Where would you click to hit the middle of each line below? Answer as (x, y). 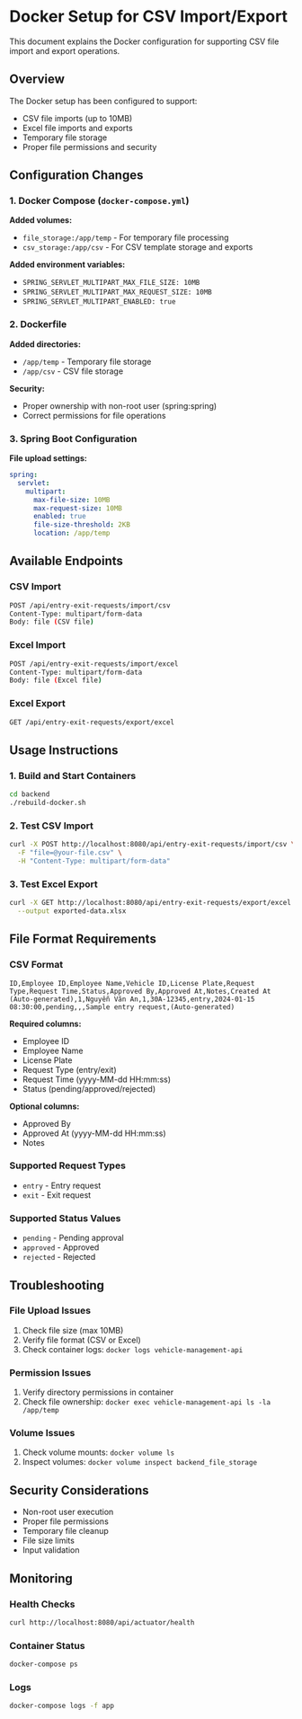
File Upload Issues (50, 1311)
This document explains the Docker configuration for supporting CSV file (144, 41)
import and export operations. (65, 50)
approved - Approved (61, 1247)
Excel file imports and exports (77, 128)
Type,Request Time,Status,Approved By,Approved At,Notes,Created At (140, 991)
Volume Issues (42, 1433)
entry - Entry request (62, 1185)
